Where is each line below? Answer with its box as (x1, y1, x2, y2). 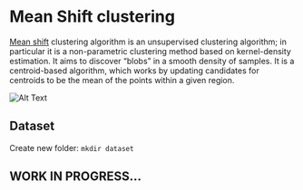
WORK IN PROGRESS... (9, 169, 142, 185)
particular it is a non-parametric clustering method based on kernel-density (9, 45, 292, 56)
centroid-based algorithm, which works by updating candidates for (9, 65, 260, 76)
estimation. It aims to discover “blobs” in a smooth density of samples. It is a (9, 55, 295, 66)
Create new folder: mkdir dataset (9, 142, 134, 153)
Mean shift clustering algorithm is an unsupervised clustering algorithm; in (9, 36, 288, 47)
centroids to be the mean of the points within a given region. (9, 74, 235, 85)
